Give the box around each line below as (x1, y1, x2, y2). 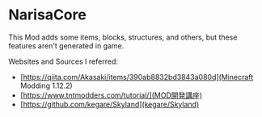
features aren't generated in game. (8, 40, 125, 50)
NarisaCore (8, 6, 87, 24)
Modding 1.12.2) (19, 81, 73, 90)
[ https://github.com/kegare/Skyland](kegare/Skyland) (19, 99, 200, 109)
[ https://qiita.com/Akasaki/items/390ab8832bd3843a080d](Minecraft (19, 72, 254, 81)
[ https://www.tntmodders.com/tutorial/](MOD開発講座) (19, 90, 203, 100)
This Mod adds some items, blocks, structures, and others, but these (8, 32, 238, 42)
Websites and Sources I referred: (8, 56, 119, 66)
